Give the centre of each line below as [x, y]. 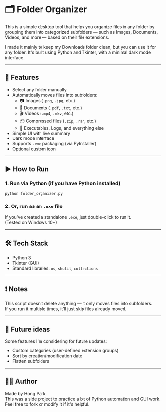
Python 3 [21, 258]
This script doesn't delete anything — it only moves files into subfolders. [79, 304]
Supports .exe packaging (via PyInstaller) [54, 143]
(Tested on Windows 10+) [31, 222]
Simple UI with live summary [41, 133]
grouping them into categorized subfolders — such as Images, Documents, [82, 32]
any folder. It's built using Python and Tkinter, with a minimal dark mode [78, 52]
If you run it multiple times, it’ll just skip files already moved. [66, 309]
